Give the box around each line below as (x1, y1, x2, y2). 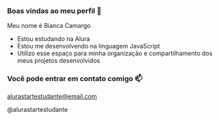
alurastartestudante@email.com (7, 92, 97, 100)
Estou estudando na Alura (16, 35, 90, 43)
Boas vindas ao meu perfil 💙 (7, 6, 102, 16)
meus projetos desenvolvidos (16, 57, 101, 65)
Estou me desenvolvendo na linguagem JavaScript (16, 42, 160, 50)
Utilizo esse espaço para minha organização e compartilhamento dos (16, 49, 213, 57)
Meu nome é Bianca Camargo (7, 22, 91, 30)
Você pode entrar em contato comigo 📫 (7, 74, 142, 84)
